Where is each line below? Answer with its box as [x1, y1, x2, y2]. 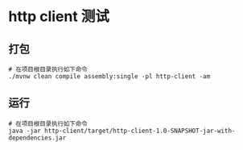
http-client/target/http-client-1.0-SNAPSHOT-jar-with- [43, 127, 236, 135]
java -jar [8, 127, 42, 135]
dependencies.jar [8, 134, 67, 142]
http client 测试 [8, 7, 110, 26]
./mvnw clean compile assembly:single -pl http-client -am [8, 73, 211, 81]
